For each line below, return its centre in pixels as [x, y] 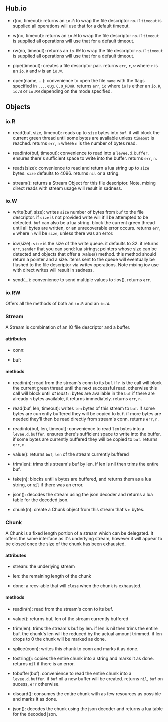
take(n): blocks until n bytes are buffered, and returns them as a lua [82, 479]
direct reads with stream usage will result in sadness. [67, 188]
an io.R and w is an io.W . [38, 71]
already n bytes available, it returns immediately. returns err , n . [77, 398]
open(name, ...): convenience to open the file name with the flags [79, 80]
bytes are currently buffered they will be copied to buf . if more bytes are [87, 413]
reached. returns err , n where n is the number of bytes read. [74, 143]
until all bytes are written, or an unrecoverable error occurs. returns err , [87, 228]
